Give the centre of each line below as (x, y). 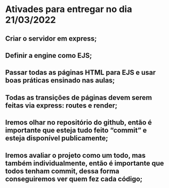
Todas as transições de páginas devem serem (79, 97)
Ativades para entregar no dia (69, 9)
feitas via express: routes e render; (61, 105)
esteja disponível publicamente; (57, 138)
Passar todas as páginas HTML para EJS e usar (80, 73)
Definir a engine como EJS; (49, 56)
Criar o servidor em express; (51, 38)
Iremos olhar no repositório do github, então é (79, 122)
